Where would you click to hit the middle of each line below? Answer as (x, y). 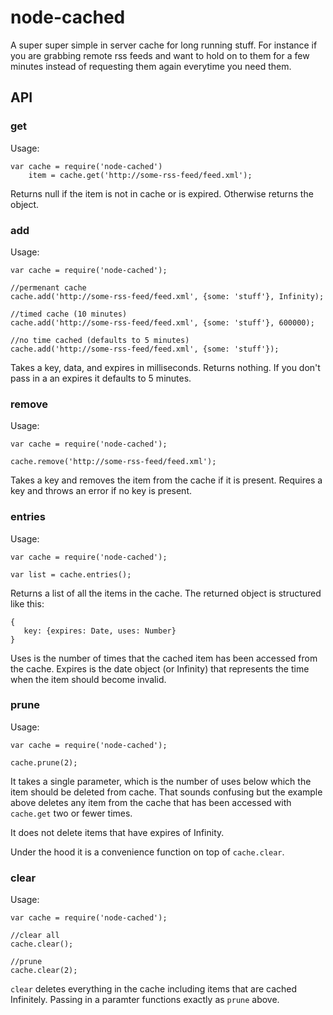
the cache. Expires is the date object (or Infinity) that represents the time (160, 668)
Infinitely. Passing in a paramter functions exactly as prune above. (145, 1000)
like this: (27, 603)
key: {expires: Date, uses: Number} (100, 631)
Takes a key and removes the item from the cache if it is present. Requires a (166, 480)
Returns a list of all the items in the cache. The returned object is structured (166, 593)
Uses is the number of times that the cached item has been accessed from (164, 658)
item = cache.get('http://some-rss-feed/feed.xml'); (140, 175)
